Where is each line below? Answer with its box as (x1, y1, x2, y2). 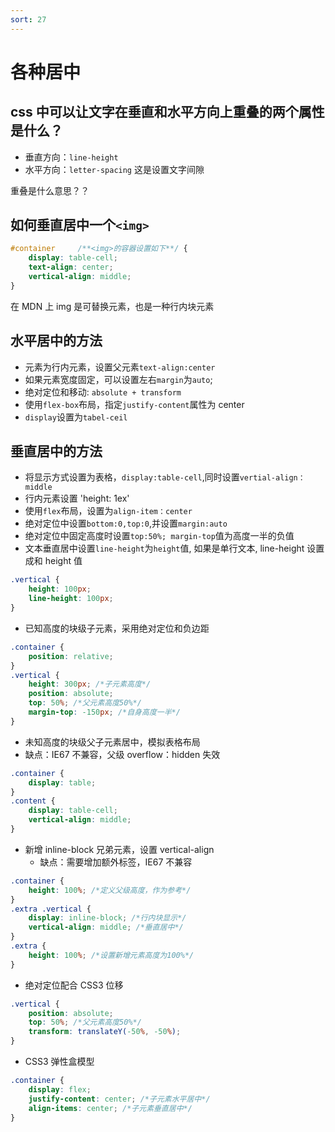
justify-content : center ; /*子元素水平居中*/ (28, 1094, 211, 1104)
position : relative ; (28, 651, 114, 661)
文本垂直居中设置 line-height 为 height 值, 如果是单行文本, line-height (24, 542, 305, 555)
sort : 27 (10, 14, 47, 25)
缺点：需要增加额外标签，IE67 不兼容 (39, 856, 193, 868)
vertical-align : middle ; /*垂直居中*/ (28, 922, 184, 933)
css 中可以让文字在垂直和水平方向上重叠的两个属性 (10, 104, 325, 121)
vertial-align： (239, 473, 306, 483)
